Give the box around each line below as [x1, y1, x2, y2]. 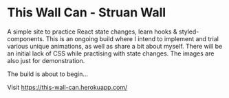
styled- [178, 27, 199, 36]
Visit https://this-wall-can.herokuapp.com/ [7, 83, 128, 91]
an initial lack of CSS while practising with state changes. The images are [7, 49, 215, 58]
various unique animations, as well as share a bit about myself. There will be [7, 42, 223, 50]
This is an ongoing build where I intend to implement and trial [45, 34, 219, 42]
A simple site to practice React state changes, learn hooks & [7, 27, 177, 36]
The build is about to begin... [7, 70, 88, 78]
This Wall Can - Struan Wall [7, 5, 166, 21]
